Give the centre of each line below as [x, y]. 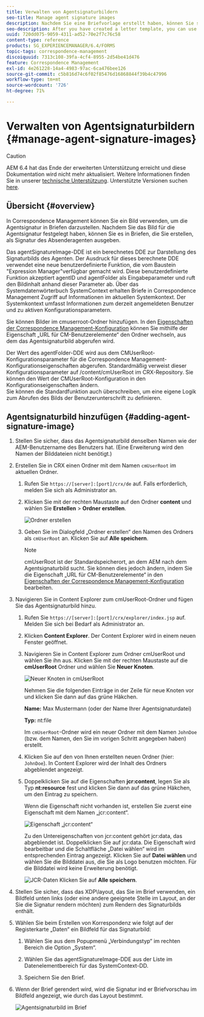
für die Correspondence [100, 359]
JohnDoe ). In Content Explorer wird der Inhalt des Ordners [95, 763]
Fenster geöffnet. [46, 642]
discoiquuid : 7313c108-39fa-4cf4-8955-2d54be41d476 [73, 57]
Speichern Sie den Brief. [54, 978]
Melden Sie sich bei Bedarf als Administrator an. [84, 624]
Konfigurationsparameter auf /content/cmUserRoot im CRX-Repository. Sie [100, 372]
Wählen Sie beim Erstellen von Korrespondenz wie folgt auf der [94, 923]
